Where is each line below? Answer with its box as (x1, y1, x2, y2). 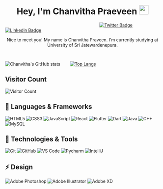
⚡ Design (5, 162, 33, 171)
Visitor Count (5, 75, 47, 83)
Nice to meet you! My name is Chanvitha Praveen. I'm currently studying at (6, 37, 159, 43)
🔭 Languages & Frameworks (5, 103, 92, 111)
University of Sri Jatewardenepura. (47, 42, 118, 48)
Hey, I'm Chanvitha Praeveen (16, 6, 137, 17)
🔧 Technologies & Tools (5, 135, 78, 143)
